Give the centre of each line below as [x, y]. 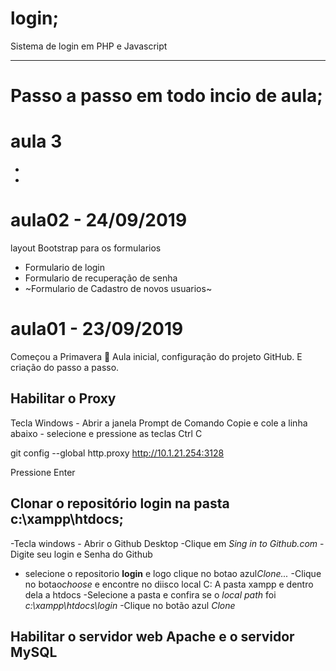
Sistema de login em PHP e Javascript [89, 46]
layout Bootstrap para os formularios [86, 248]
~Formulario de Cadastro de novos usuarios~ [118, 288]
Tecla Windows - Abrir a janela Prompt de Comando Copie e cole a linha [159, 423]
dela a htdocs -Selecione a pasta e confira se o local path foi [150, 594]
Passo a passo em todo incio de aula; [166, 96]
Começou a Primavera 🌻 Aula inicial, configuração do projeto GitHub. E [156, 356]
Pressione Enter [43, 472]
